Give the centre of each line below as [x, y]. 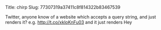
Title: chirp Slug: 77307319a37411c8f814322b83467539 [63, 7]
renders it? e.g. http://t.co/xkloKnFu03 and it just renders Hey [69, 22]
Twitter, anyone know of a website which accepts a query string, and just [81, 17]
